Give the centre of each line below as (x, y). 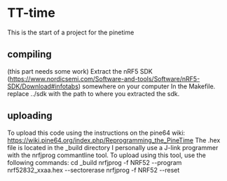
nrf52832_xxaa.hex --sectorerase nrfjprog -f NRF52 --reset (94, 170)
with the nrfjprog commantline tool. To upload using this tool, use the (107, 155)
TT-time (32, 13)
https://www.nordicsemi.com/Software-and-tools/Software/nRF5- (105, 79)
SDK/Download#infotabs (43, 86)
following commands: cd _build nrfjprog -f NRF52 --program (95, 162)
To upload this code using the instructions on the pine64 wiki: (96, 133)
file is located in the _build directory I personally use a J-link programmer (113, 147)
